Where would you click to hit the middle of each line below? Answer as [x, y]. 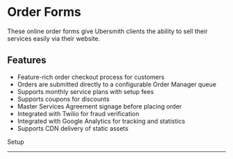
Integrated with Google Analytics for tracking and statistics [101, 121]
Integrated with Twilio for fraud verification [78, 113]
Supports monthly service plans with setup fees [85, 91]
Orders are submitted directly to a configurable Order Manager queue [117, 84]
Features [27, 60]
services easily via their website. [54, 38]
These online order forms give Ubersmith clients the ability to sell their [107, 31]
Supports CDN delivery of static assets [73, 128]
